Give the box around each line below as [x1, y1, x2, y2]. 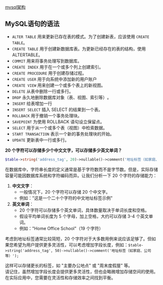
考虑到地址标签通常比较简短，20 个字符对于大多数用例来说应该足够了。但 [5, 235, 152, 242]
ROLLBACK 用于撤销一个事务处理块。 [12, 112, 82, 118]
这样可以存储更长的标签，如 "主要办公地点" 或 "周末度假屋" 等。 [5, 262, 132, 268]
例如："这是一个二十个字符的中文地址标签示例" [19, 195, 113, 201]
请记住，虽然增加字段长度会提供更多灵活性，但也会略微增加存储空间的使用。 [5, 268, 158, 274]
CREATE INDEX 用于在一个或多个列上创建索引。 [12, 64, 103, 70]
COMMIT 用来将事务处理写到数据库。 [12, 58, 82, 64]
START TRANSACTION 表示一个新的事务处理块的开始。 [12, 131, 114, 137]
